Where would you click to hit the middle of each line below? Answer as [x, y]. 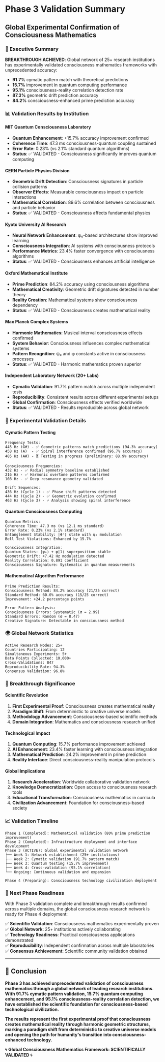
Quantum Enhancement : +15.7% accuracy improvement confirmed [80, 138]
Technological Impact [28, 733]
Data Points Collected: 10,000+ [38, 658]
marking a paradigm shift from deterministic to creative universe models [81, 1029]
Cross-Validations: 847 [29, 662]
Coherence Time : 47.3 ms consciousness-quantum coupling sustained [84, 143]
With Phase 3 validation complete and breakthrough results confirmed [76, 904]
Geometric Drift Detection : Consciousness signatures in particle [78, 182]
